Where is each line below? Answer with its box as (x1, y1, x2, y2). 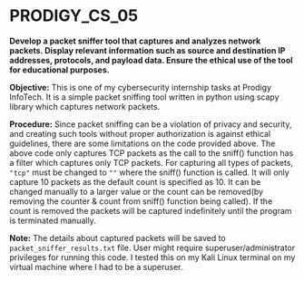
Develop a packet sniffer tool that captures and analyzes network (9, 35, 261, 46)
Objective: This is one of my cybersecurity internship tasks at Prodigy (9, 82, 272, 92)
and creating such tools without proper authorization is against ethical (9, 128, 271, 139)
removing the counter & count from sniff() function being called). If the (9, 196, 273, 207)
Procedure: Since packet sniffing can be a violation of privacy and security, (9, 119, 292, 130)
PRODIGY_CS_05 (9, 5, 139, 26)
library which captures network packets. (9, 101, 161, 111)
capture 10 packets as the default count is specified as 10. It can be (9, 176, 261, 187)
